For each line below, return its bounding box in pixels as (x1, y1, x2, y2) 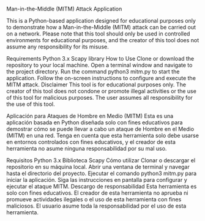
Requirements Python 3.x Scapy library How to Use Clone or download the (6, 55, 195, 62)
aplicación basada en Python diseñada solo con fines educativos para (6, 119, 183, 126)
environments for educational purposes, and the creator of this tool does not (6, 37, 199, 43)
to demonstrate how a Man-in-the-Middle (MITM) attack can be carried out (6, 24, 196, 31)
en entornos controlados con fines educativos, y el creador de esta (6, 138, 176, 146)
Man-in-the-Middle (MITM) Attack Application (6, 6, 122, 12)
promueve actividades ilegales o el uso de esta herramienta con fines (6, 196, 182, 203)
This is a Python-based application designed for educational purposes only (6, 17, 196, 24)
